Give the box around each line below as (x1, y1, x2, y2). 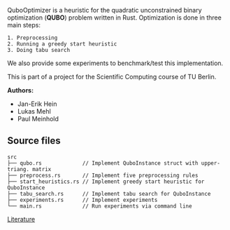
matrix (32, 165, 52, 172)
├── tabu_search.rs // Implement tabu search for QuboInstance (7, 190, 211, 197)
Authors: (7, 86, 34, 94)
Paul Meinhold (17, 115, 59, 123)
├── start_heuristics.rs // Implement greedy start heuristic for (7, 178, 205, 185)
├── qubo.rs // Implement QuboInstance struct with (7, 159, 199, 167)
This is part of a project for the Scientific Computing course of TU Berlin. (7, 73, 217, 81)
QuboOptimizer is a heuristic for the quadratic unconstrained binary (7, 6, 202, 14)
